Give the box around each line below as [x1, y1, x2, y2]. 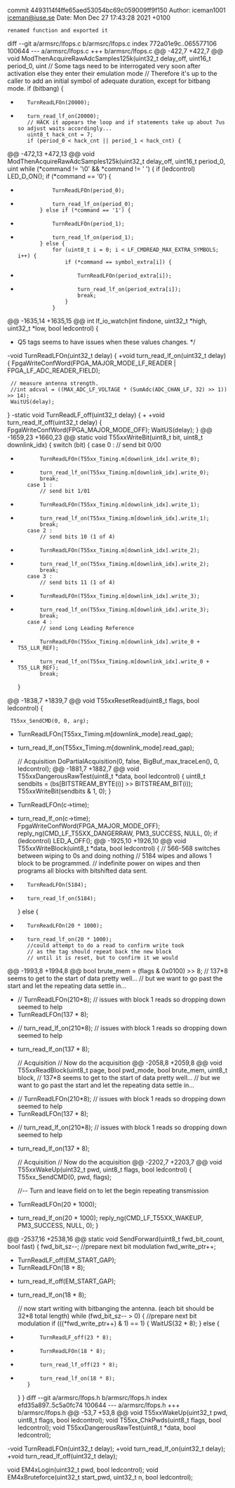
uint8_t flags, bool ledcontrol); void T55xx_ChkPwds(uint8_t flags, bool [17, 1416, 222, 1424]
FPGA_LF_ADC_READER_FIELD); [7, 366, 100, 375]
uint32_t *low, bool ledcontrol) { [7, 324, 99, 333]
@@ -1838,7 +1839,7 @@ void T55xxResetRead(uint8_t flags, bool [7, 696, 200, 705]
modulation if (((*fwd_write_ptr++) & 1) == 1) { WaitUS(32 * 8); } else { [17, 1319, 220, 1328]
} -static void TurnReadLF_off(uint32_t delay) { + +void [7, 411, 165, 419]
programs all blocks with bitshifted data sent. [17, 866, 148, 875]
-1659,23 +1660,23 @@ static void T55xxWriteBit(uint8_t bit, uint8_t [7, 433, 203, 442]
